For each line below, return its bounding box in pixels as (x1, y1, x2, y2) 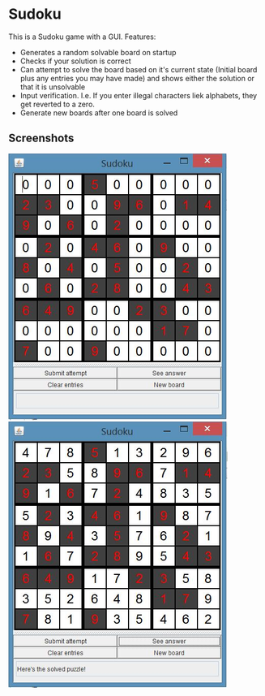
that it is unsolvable (19, 82, 86, 92)
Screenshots (8, 132, 75, 145)
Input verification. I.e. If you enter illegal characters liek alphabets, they (19, 90, 258, 100)
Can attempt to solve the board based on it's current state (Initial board (19, 64, 258, 74)
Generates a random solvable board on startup (19, 47, 177, 57)
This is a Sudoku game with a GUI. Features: (8, 32, 156, 41)
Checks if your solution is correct (19, 56, 131, 66)
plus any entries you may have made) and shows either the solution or (19, 73, 255, 83)
